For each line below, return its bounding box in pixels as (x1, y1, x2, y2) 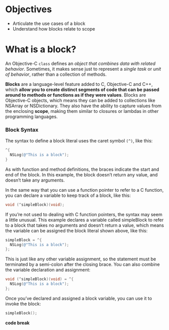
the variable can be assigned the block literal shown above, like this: (5, 227, 148, 233)
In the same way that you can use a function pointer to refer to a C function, (5, 187, 164, 193)
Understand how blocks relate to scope (12, 25, 95, 32)
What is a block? (5, 44, 77, 55)
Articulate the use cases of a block (12, 20, 85, 26)
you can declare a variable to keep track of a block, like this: (5, 192, 131, 198)
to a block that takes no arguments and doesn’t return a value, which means (5, 222, 164, 228)
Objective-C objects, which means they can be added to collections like (5, 97, 156, 103)
